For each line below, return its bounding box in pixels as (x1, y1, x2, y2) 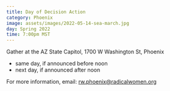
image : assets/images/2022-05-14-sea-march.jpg (6, 20, 130, 26)
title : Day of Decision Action (6, 8, 86, 15)
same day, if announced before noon (15, 60, 108, 67)
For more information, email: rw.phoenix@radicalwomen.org (6, 78, 157, 86)
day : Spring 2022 (6, 25, 51, 32)
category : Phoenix (6, 15, 53, 21)
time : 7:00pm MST (6, 32, 51, 38)
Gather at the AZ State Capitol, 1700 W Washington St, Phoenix (6, 48, 165, 55)
